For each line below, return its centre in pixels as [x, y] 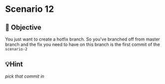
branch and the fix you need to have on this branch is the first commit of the [82, 44]
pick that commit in [25, 76]
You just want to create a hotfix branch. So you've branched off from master [83, 39]
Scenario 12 [30, 9]
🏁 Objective [23, 27]
